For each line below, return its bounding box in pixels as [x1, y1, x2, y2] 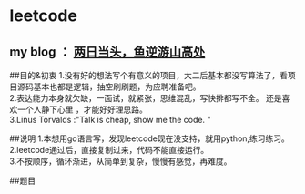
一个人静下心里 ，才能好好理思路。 [16, 104, 147, 115]
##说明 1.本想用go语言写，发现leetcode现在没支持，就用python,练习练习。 [9, 133, 290, 144]
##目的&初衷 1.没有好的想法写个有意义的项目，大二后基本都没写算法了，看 [9, 70, 289, 80]
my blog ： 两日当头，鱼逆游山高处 [9, 44, 206, 59]
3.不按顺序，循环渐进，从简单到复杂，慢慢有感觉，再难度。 [9, 156, 232, 167]
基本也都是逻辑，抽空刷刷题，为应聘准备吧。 [33, 81, 201, 92]
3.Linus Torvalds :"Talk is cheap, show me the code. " [9, 115, 211, 125]
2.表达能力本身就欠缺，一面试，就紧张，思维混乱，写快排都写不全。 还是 [9, 93, 282, 103]
